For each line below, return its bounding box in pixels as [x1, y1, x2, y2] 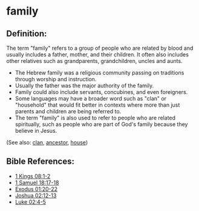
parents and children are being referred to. [15, 108, 122, 115]
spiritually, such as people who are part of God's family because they [15, 121, 188, 128]
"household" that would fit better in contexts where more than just [15, 101, 180, 109]
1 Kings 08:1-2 [15, 172, 51, 179]
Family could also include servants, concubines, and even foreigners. [15, 89, 188, 95]
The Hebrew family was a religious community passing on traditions [15, 69, 184, 76]
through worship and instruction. [15, 76, 97, 82]
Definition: [6, 28, 47, 39]
